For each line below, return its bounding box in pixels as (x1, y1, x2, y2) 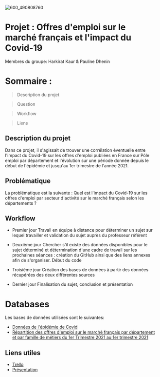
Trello (12, 361, 24, 368)
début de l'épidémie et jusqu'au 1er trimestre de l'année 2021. (5, 162, 129, 168)
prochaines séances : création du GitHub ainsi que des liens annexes (12, 252, 151, 258)
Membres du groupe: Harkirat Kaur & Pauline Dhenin (5, 59, 110, 64)
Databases (5, 298, 50, 310)
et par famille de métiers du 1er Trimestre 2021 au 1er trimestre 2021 (12, 335, 149, 340)
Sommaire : (5, 76, 52, 87)
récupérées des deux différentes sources (12, 272, 95, 278)
